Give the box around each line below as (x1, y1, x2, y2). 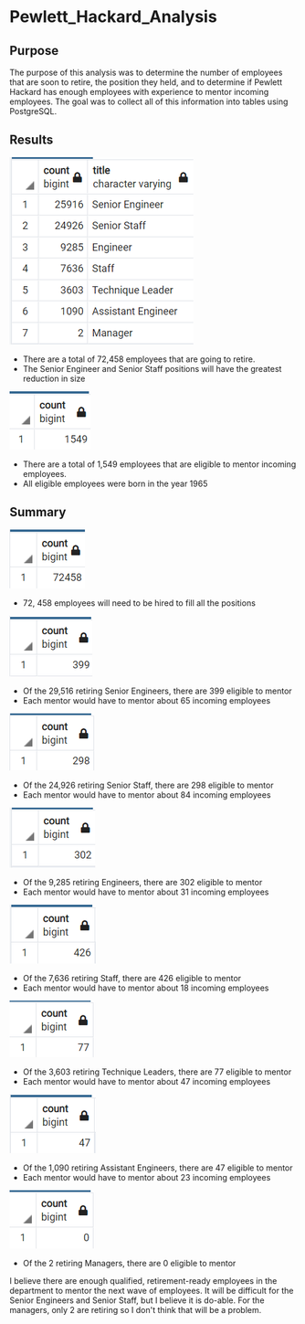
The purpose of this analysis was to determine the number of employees (9, 67, 283, 78)
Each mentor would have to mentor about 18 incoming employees (22, 982, 269, 993)
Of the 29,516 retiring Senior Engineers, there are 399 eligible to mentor (22, 685, 292, 696)
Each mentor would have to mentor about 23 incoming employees (22, 1171, 271, 1182)
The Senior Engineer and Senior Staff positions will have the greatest (22, 363, 282, 374)
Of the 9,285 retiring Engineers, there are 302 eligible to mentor (22, 876, 263, 887)
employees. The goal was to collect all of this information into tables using (9, 96, 289, 107)
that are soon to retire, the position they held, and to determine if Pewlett (9, 77, 283, 88)
